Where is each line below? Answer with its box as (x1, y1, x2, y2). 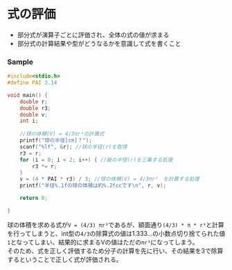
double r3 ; (19, 105, 51, 112)
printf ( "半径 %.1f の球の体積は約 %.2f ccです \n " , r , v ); (19, 182, 167, 189)
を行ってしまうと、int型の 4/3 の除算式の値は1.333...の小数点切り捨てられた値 (7, 229, 226, 237)
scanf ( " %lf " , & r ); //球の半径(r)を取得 (19, 143, 127, 150)
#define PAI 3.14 (7, 79, 57, 87)
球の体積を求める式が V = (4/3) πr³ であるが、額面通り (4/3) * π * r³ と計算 (7, 220, 224, 229)
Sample (7, 57, 33, 67)
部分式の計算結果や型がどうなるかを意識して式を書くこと (17, 39, 181, 47)
